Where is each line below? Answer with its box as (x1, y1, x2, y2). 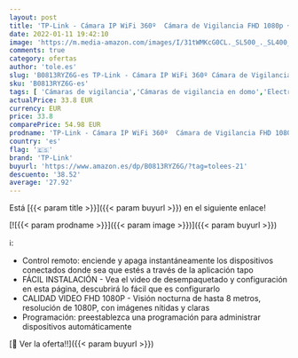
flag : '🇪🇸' (9, 145, 53, 154)
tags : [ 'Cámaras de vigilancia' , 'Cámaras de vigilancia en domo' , (9, 87, 264, 96)
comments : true (9, 46, 66, 55)
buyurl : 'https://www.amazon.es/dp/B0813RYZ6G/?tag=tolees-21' (9, 162, 248, 171)
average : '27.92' (9, 179, 74, 187)
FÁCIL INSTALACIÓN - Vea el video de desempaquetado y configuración (21, 274, 288, 285)
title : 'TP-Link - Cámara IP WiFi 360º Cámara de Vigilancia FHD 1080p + (9, 21, 292, 30)
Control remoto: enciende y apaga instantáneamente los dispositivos (21, 255, 273, 267)
